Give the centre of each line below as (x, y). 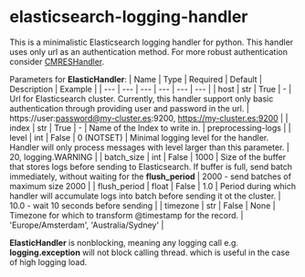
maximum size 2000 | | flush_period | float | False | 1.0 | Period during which (153, 186)
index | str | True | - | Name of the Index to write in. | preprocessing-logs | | (150, 128)
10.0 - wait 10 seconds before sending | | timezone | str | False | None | (142, 205)
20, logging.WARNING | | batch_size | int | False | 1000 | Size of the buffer (147, 156)
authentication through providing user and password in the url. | (129, 108)
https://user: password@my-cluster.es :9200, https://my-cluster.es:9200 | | (149, 118)
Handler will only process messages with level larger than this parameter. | (149, 147)
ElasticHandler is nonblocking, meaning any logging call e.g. (124, 242)
